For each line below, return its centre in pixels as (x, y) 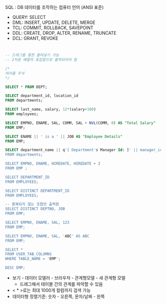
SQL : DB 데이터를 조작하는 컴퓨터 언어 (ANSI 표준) (54, 7)
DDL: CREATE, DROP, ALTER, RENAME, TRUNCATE (64, 33)
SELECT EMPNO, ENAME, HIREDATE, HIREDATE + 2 (53, 164)
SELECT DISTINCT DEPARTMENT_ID (37, 191)
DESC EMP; (15, 268)
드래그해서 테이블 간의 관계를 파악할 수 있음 (61, 284)
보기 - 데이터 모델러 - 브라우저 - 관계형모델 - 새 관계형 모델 (69, 278)
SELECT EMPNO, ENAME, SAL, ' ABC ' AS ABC (47, 236)
